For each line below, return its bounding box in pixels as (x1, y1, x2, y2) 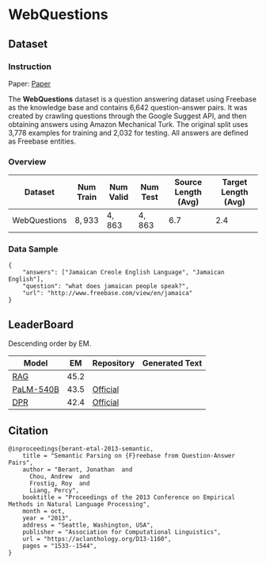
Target (222, 177, 248, 188)
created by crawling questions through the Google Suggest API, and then (8, 111, 247, 121)
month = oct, (22, 508, 66, 516)
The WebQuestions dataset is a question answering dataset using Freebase (8, 94, 257, 104)
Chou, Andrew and (28, 473, 90, 481)
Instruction (8, 61, 52, 72)
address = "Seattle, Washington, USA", (22, 521, 154, 529)
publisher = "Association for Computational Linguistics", (22, 528, 222, 536)
